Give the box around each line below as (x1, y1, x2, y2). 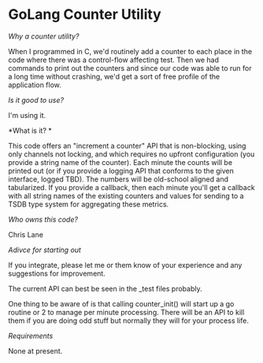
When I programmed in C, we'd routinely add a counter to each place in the (8, 46, 253, 56)
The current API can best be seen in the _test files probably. (8, 284, 202, 293)
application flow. (8, 80, 61, 90)
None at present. (8, 346, 63, 355)
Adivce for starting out (8, 245, 81, 255)
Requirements (8, 331, 54, 340)
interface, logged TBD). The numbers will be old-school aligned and (8, 174, 228, 184)
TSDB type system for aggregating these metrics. (8, 199, 169, 209)
